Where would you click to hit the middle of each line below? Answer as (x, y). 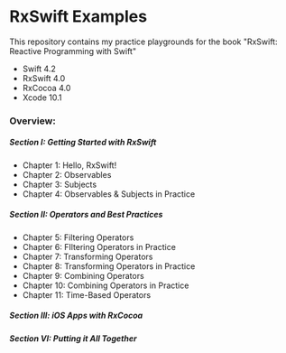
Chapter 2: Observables (67, 174)
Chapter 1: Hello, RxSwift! (69, 165)
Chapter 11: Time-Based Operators (87, 294)
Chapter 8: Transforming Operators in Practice (109, 266)
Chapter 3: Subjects (60, 184)
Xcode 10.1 (42, 98)
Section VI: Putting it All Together (73, 338)
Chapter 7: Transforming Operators (88, 256)
